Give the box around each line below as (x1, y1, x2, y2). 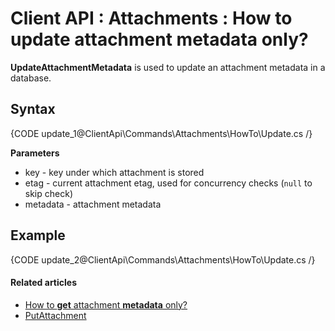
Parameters (10, 147, 60, 159)
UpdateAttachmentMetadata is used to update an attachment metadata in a (10, 61, 326, 73)
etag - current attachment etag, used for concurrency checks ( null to (24, 177, 313, 189)
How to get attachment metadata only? (24, 298, 188, 311)
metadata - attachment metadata (24, 198, 162, 210)
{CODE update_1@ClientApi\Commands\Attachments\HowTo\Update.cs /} (10, 127, 313, 139)
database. (10, 72, 52, 84)
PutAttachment (24, 309, 87, 321)
